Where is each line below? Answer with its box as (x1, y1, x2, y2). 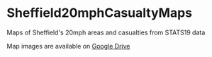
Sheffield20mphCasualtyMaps (6, 5, 193, 21)
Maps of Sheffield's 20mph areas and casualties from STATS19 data (6, 28, 206, 37)
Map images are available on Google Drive (6, 42, 130, 50)
